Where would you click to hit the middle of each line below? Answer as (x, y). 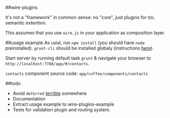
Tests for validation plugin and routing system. (61, 110)
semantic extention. (26, 23)
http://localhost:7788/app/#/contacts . (47, 63)
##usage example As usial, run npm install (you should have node (75, 43)
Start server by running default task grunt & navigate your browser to (78, 58)
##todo (13, 83)
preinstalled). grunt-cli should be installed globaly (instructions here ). (80, 48)
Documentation (29, 99)
